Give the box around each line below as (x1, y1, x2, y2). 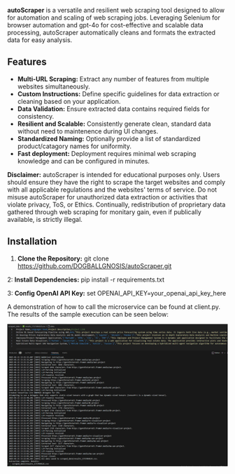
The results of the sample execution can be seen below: (7, 310, 169, 318)
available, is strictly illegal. (7, 215, 83, 223)
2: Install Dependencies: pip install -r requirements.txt (7, 275, 164, 284)
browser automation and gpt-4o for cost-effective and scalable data (7, 21, 204, 29)
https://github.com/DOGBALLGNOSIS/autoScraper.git (17, 261, 172, 270)
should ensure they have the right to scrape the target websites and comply (7, 178, 226, 186)
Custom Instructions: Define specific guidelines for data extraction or (17, 89, 220, 98)
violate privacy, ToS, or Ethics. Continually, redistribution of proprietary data (7, 200, 226, 209)
